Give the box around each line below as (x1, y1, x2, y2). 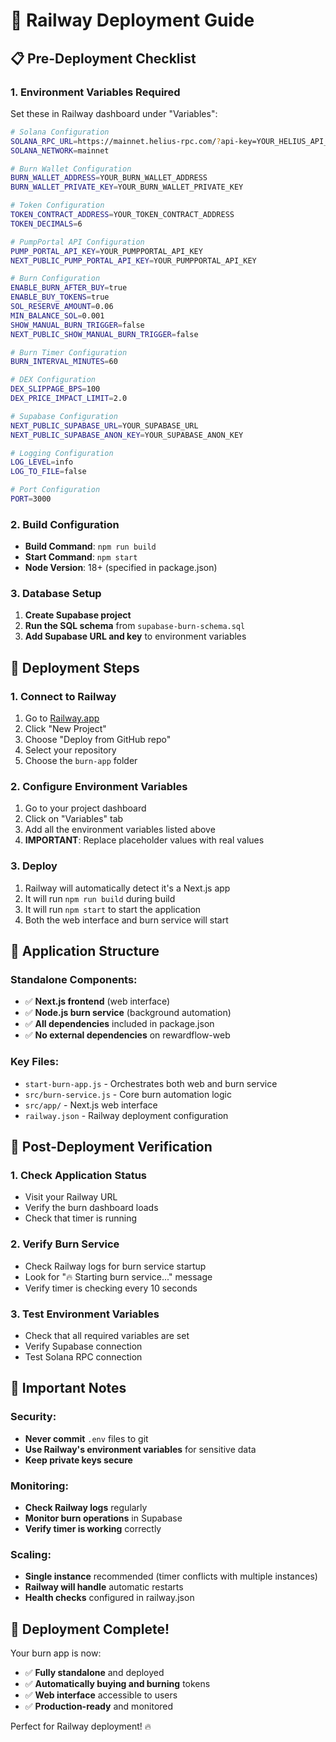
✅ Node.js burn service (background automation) (24, 1007, 232, 1019)
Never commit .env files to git (24, 1432, 149, 1444)
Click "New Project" (24, 723, 107, 735)
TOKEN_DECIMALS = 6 (10, 219, 83, 229)
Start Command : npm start (24, 551, 138, 563)
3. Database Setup (10, 587, 102, 601)
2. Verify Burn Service (10, 1237, 120, 1251)
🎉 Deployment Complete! (10, 1620, 170, 1638)
